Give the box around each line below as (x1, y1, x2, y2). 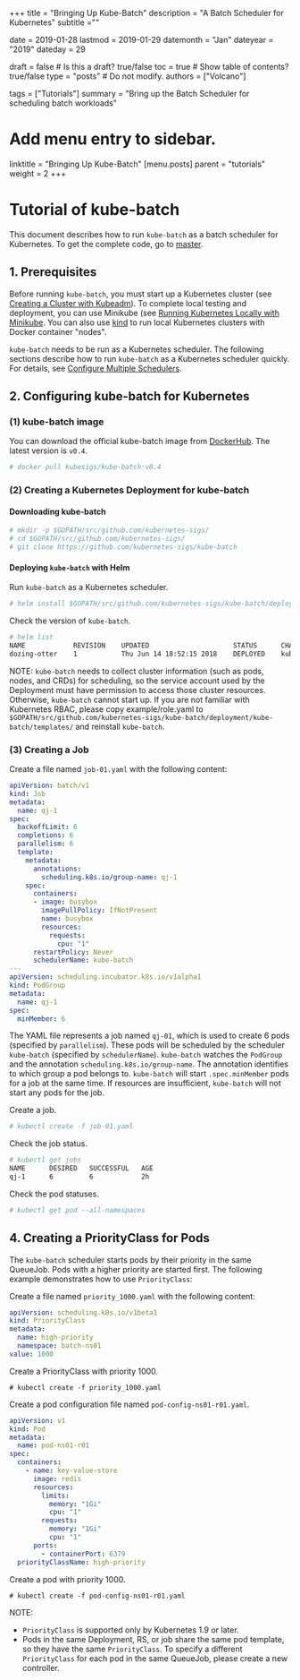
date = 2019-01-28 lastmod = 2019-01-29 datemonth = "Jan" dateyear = (9, 35, 274, 45)
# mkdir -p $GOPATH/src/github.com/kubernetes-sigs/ (9, 526, 210, 536)
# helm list (9, 633, 54, 642)
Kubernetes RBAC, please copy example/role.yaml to (9, 703, 204, 715)
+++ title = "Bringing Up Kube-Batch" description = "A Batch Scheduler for (9, 8, 284, 18)
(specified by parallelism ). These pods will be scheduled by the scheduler (9, 1040, 286, 1050)
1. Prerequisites (9, 264, 97, 280)
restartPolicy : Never (32, 947, 114, 956)
